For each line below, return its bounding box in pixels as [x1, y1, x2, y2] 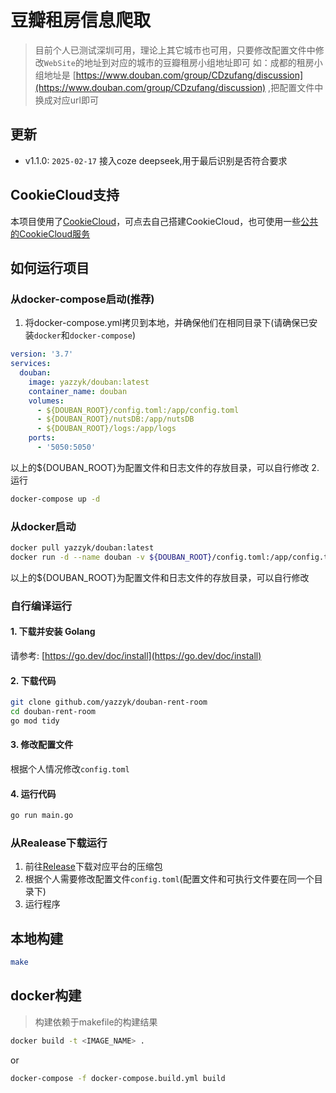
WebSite [43, 58, 76, 68]
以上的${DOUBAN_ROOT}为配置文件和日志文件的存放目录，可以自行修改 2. [10, 461, 320, 473]
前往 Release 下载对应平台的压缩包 [24, 861, 163, 873]
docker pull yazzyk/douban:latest [10, 543, 155, 553]
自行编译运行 [10, 599, 73, 613]
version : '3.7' [10, 349, 74, 360]
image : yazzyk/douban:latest [28, 377, 150, 387]
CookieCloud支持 [10, 187, 120, 204]
